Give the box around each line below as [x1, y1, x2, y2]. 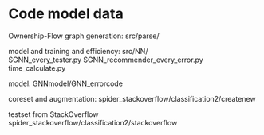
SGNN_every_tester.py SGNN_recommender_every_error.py [8, 55, 203, 64]
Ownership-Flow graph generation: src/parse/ [8, 31, 160, 40]
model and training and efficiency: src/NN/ [8, 46, 148, 56]
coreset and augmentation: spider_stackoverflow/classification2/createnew [8, 94, 257, 103]
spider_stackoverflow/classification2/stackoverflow [8, 118, 178, 127]
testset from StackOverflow [8, 109, 99, 119]
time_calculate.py [8, 63, 66, 72]
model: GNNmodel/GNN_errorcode [8, 79, 124, 88]
